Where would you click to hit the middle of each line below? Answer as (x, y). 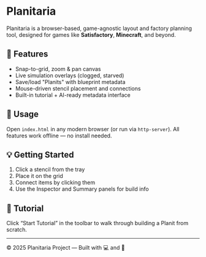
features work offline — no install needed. (59, 136)
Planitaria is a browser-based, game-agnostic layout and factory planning (99, 28)
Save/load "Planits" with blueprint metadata (70, 82)
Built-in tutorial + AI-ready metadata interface (73, 95)
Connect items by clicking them (55, 183)
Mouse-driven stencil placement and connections (78, 88)
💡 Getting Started (40, 155)
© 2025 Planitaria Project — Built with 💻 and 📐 (66, 248)
